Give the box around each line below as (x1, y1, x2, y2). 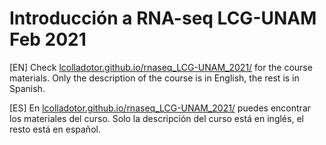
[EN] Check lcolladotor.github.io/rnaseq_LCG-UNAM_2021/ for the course (9, 61, 313, 73)
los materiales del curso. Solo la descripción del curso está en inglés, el (9, 112, 304, 124)
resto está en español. (9, 123, 101, 135)
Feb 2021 (9, 28, 87, 51)
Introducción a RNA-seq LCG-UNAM (9, 7, 317, 30)
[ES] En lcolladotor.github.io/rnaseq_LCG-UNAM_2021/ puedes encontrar (9, 102, 312, 114)
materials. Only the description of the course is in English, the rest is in (9, 72, 300, 84)
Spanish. (9, 82, 46, 94)
